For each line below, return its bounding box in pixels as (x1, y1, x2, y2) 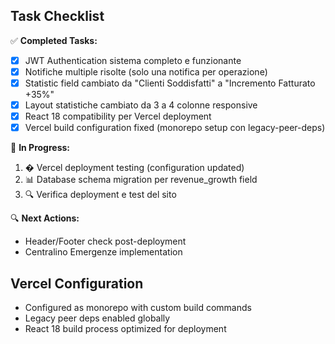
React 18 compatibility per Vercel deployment (24, 110, 212, 123)
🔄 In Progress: (10, 142, 71, 154)
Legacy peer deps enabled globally (24, 312, 171, 324)
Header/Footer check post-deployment (24, 235, 187, 248)
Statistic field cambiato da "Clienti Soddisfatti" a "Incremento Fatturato (24, 77, 316, 89)
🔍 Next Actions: (10, 212, 80, 224)
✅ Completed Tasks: (10, 34, 98, 46)
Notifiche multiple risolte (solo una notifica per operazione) (24, 65, 268, 78)
